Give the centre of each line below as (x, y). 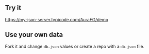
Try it (13, 8)
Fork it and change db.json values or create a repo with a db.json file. (75, 46)
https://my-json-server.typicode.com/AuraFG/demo (57, 19)
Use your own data (34, 35)
